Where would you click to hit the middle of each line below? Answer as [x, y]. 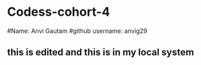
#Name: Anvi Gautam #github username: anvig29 [77, 31]
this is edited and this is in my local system [100, 52]
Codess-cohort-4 [59, 12]
